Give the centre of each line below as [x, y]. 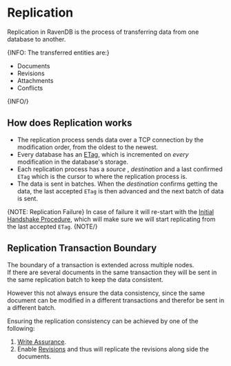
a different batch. [32, 307]
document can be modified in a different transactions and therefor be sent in [116, 300]
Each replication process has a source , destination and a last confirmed [120, 169]
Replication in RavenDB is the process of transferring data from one [103, 32]
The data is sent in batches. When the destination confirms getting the [117, 184]
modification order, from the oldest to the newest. [88, 147]
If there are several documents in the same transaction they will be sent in [112, 272]
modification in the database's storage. [73, 162]
